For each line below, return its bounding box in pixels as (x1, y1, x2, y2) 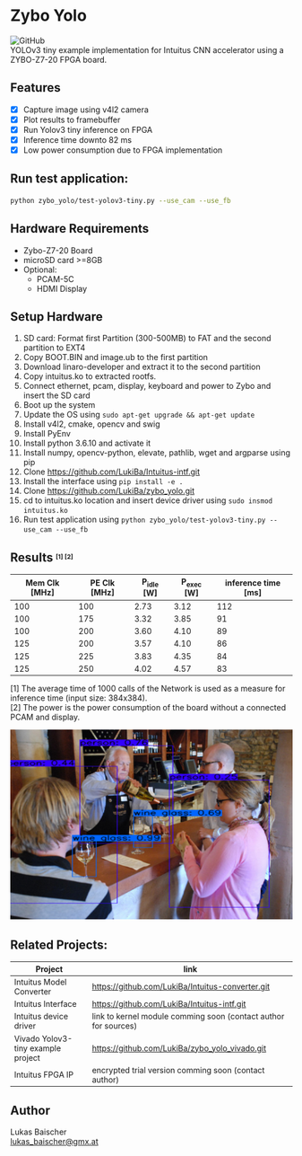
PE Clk (90, 577, 116, 588)
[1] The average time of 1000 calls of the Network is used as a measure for (10, 684, 286, 694)
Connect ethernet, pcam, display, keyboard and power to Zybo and (22, 381, 272, 392)
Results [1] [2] (10, 550, 74, 565)
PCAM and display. (10, 711, 81, 723)
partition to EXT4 (22, 342, 86, 353)
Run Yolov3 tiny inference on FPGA (22, 124, 153, 135)
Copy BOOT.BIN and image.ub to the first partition (22, 352, 209, 363)
